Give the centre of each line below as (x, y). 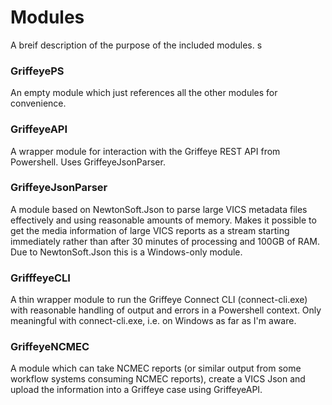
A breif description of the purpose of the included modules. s (136, 45)
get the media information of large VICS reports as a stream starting (150, 230)
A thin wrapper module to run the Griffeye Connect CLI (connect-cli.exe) (159, 300)
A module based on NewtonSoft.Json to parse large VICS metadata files (159, 209)
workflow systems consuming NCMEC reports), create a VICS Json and (158, 379)
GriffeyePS (37, 71)
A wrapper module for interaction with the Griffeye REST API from (145, 151)
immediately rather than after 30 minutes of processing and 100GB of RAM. (165, 241)
